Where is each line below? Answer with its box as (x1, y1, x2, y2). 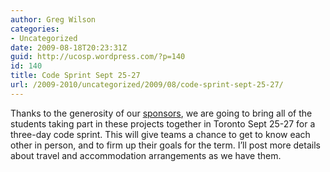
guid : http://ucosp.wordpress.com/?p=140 (10, 52, 186, 62)
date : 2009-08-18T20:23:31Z (10, 42, 128, 53)
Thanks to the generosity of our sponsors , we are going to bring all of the (10, 107, 313, 119)
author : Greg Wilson (10, 14, 97, 25)
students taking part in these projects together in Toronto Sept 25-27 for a (10, 117, 316, 130)
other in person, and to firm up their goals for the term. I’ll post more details (10, 139, 321, 151)
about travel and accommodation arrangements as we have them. (10, 149, 282, 161)
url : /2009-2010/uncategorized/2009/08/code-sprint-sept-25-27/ (10, 80, 284, 90)
